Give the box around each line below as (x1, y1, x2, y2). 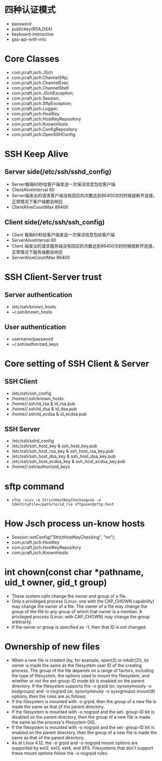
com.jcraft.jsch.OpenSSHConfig (11, 131, 76, 137)
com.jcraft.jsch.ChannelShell (11, 85, 69, 90)
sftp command (4, 481, 65, 492)
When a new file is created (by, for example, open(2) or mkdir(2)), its (11, 657, 149, 663)
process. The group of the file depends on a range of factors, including (11, 668, 154, 673)
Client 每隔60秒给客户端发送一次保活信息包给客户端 (11, 231, 115, 237)
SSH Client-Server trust (4, 271, 102, 283)
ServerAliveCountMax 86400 (11, 254, 70, 260)
